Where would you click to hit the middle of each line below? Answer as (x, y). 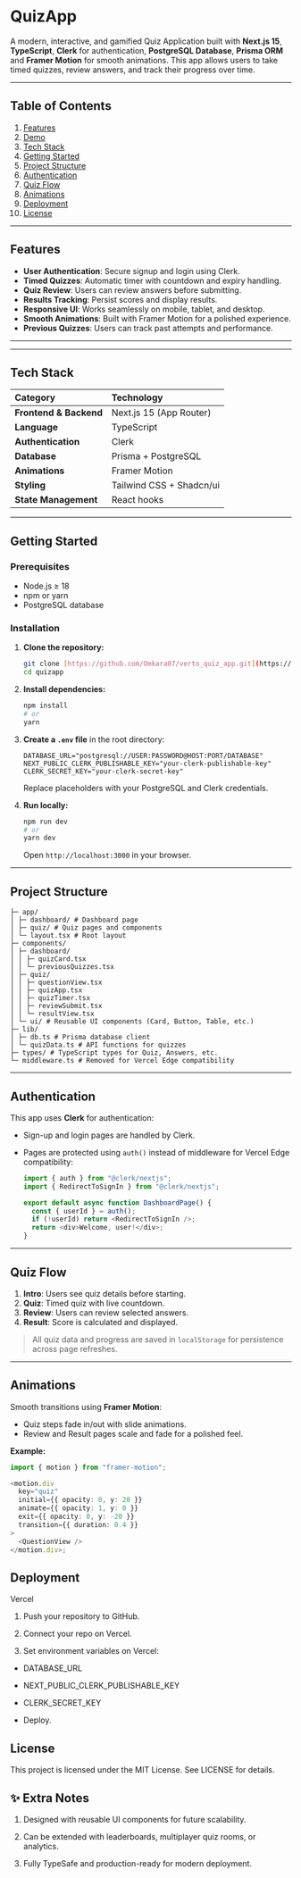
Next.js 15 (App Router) (161, 413)
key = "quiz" (38, 1492)
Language (37, 428)
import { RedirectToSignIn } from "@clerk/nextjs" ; (121, 1186)
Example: (28, 1451)
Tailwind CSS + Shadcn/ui (166, 486)
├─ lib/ (25, 1030)
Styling (30, 486)
